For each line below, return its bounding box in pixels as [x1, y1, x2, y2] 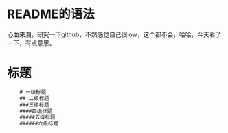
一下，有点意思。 [7, 38, 56, 47]
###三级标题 [19, 101, 49, 108]
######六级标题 [19, 121, 59, 128]
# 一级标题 [19, 88, 47, 95]
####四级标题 [19, 108, 53, 114]
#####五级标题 [19, 114, 56, 121]
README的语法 [7, 6, 95, 22]
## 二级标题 [19, 95, 49, 101]
